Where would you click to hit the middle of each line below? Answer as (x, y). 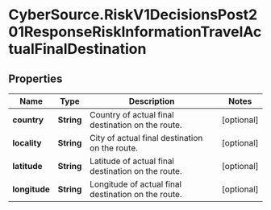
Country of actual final (132, 115)
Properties (35, 78)
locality (27, 143)
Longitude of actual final (136, 184)
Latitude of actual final (132, 161)
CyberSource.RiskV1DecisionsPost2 (133, 15)
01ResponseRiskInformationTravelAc (135, 32)
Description (152, 101)
